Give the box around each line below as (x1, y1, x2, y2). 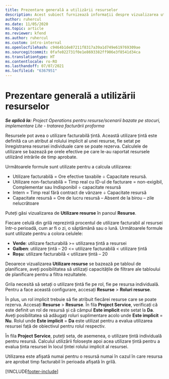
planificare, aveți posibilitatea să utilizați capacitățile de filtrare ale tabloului (5, 266, 160, 272)
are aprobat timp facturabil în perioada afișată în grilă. (5, 358, 117, 364)
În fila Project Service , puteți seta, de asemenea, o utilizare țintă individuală (5, 333, 162, 339)
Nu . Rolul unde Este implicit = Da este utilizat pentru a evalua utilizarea (5, 318, 153, 324)
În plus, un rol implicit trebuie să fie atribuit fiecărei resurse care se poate (5, 296, 157, 302)
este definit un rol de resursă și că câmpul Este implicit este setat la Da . (5, 307, 154, 313)
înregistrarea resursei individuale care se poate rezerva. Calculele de (5, 143, 148, 149)
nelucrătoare (12, 200, 39, 206)
